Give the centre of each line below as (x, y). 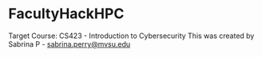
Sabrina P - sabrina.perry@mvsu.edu (69, 44)
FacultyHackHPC (66, 14)
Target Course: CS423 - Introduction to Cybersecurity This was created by (131, 36)
